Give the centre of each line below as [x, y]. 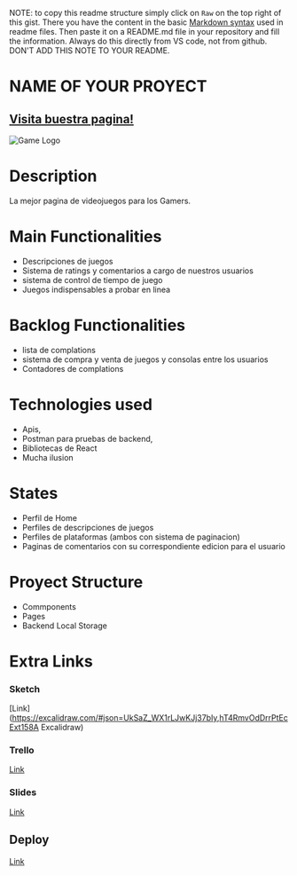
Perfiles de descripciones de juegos [88, 527]
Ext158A [24, 728]
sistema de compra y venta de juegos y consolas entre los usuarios [145, 359]
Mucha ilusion [47, 457]
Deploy [29, 840]
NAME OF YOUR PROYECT [108, 87]
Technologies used [81, 405]
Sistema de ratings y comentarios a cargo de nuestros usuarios [138, 271]
